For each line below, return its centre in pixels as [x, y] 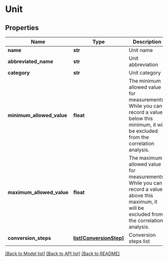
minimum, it [142, 125]
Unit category [145, 73]
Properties [22, 28]
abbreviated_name [30, 61]
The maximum [145, 158]
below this [141, 118]
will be [136, 208]
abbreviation [143, 65]
